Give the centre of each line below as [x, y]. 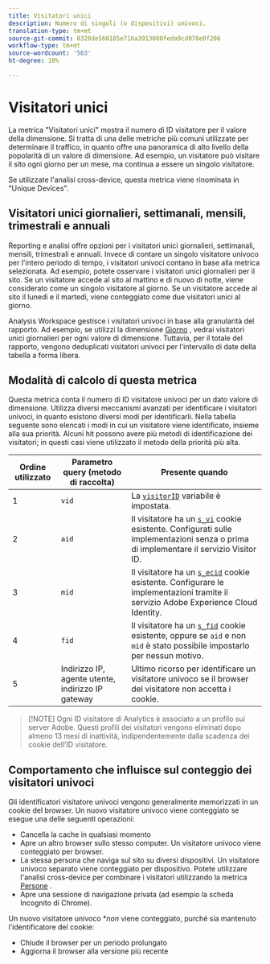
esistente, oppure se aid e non [189, 636]
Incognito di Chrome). [56, 903]
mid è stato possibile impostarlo [190, 646]
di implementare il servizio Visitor [194, 550]
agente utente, [88, 679]
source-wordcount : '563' [50, 53]
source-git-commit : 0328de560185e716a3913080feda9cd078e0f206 [115, 38]
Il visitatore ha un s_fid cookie [189, 626]
